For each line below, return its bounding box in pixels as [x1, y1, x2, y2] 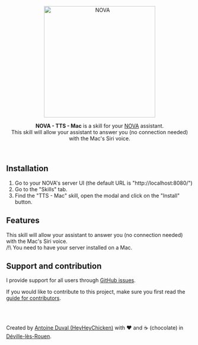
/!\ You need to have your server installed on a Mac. [6, 243, 133, 251]
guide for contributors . [6, 295, 61, 302]
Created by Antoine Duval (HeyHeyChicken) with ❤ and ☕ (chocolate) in [6, 324, 184, 331]
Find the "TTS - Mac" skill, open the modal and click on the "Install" [14, 192, 180, 199]
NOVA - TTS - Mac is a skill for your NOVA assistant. [35, 122, 164, 129]
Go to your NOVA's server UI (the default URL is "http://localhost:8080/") [14, 179, 193, 186]
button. [14, 198, 33, 205]
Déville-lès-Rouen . [6, 333, 52, 340]
